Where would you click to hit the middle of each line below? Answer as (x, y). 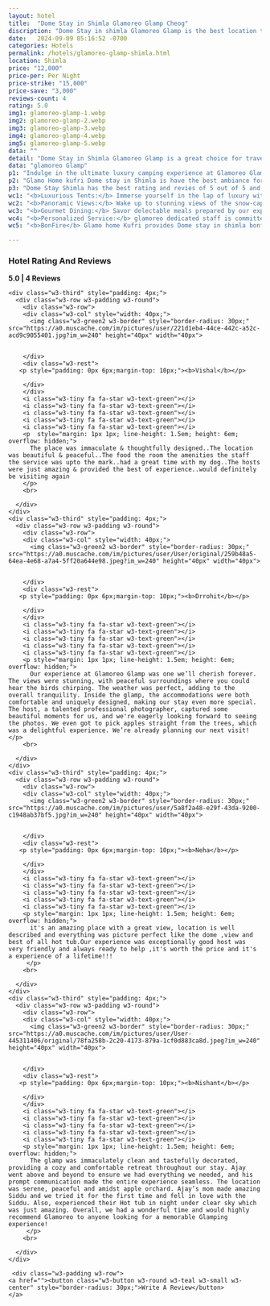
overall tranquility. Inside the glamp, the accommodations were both (129, 695)
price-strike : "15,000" (48, 83)
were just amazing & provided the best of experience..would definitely (133, 470)
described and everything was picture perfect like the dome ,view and (131, 935)
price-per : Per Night (45, 76)
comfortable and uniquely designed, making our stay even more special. (133, 702)
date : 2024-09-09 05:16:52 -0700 (68, 38)
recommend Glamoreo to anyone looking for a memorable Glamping (118, 1217)
